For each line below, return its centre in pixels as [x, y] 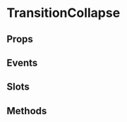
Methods [27, 111]
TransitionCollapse [64, 13]
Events [22, 62]
